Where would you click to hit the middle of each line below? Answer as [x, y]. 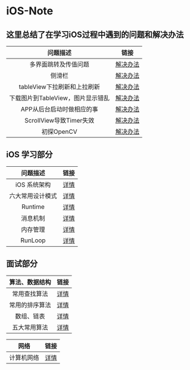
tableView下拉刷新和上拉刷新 [59, 87]
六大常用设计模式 [33, 195]
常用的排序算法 [30, 305]
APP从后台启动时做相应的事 [59, 109]
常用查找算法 [30, 293]
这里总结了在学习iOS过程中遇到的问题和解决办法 [95, 34]
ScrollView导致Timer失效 [60, 120]
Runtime [33, 206]
